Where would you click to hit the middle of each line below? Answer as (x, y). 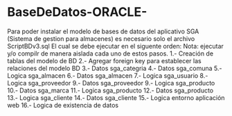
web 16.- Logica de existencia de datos (63, 105)
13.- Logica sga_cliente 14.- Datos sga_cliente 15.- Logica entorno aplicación (116, 97)
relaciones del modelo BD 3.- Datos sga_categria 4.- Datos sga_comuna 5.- (115, 68)
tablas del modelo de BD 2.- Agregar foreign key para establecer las (105, 60)
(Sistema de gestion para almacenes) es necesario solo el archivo (101, 38)
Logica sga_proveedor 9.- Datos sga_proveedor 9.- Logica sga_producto (111, 83)
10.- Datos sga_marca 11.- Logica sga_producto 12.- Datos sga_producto (110, 90)
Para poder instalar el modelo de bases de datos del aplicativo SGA (103, 31)
